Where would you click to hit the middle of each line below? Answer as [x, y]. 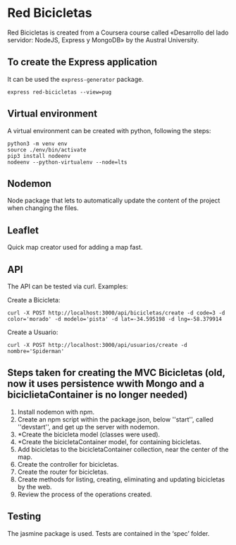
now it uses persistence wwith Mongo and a [106, 384]
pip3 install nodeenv [39, 156]
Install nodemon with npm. [56, 412]
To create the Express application [82, 62]
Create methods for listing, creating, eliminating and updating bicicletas [121, 479]
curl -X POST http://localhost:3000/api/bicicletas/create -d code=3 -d [116, 313]
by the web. [35, 486]
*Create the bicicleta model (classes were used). [89, 434]
